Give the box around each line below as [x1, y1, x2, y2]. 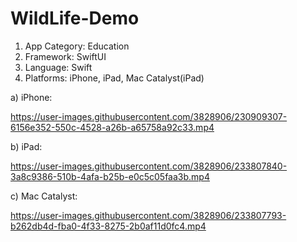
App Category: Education [24, 40, 130, 52]
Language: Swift [24, 61, 93, 73]
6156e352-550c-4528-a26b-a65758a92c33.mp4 [10, 121, 215, 133]
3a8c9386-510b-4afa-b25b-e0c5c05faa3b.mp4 [10, 170, 210, 182]
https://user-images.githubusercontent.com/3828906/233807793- [10, 209, 287, 221]
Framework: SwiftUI [24, 50, 107, 62]
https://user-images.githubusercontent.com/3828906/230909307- [10, 110, 288, 122]
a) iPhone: [10, 91, 53, 103]
